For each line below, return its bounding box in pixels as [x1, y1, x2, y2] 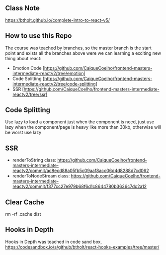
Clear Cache [5, 198, 45, 206]
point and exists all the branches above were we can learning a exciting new [5, 50, 162, 56]
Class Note [5, 4, 40, 12]
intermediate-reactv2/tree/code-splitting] [12, 81, 98, 86]
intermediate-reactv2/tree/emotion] [12, 70, 85, 76]
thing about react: [5, 55, 42, 61]
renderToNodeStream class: [12, 173, 70, 179]
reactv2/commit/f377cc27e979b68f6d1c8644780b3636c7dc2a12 [12, 183, 147, 189]
